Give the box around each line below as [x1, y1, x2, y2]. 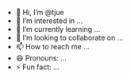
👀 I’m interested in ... [15, 16, 83, 25]
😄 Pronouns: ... [15, 53, 67, 63]
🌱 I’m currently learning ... [15, 25, 101, 33]
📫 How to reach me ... [15, 42, 90, 51]
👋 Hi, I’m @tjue [15, 8, 65, 17]
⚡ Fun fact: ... [15, 62, 60, 72]
